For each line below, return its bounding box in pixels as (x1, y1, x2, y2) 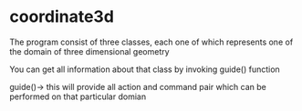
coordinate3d (9, 6, 114, 27)
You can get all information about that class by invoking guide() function (9, 64, 280, 75)
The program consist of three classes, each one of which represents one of (9, 36, 294, 47)
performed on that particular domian (9, 91, 147, 102)
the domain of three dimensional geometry (9, 45, 171, 56)
